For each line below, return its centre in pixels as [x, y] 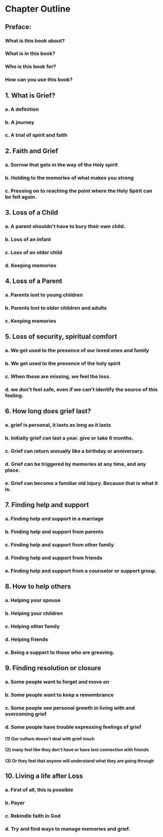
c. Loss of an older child [33, 252]
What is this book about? [35, 41]
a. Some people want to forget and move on [57, 682]
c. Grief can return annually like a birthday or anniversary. [74, 451]
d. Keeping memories [31, 265]
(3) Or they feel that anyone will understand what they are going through [80, 761]
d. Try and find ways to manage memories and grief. [68, 829]
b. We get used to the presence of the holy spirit [63, 363]
